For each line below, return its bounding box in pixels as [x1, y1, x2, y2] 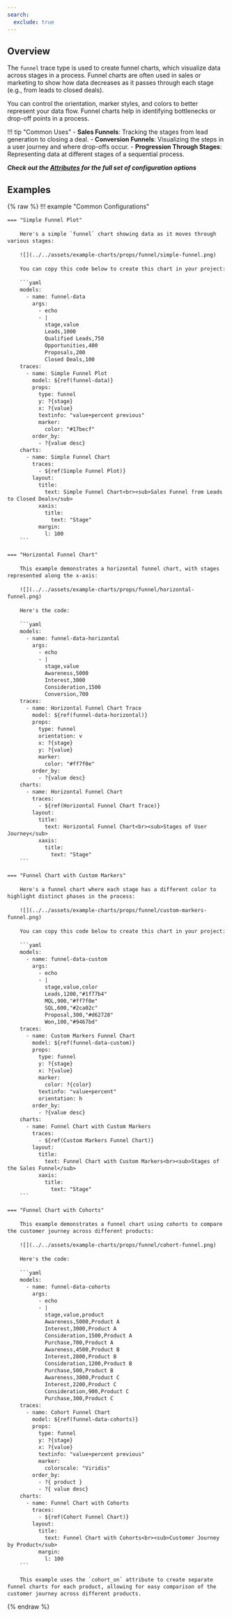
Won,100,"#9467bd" [44, 1019, 98, 1026]
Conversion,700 [44, 691, 89, 698]
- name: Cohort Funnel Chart [25, 1409, 111, 1416]
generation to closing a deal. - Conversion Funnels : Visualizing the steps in [7, 135, 224, 144]
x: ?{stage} [38, 740, 73, 747]
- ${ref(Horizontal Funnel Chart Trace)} [38, 803, 160, 810]
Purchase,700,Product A [44, 1339, 114, 1346]
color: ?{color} [44, 1081, 92, 1088]
